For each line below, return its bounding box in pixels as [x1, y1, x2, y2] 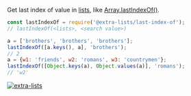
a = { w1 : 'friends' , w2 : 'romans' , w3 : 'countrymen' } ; [7, 57, 167, 63]
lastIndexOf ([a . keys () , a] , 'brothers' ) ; [7, 44, 127, 50]
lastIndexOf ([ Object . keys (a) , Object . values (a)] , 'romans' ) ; [7, 63, 186, 70]
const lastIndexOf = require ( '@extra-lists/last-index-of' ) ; [7, 19, 186, 26]
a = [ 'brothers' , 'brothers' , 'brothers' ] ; [7, 37, 133, 44]
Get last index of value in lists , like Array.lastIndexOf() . [7, 6, 160, 14]
